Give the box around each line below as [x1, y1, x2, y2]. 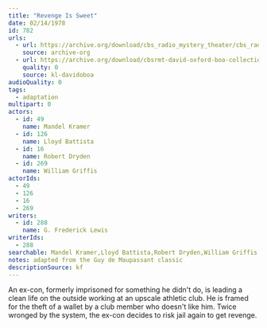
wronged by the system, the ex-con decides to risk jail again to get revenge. [8, 310, 257, 320]
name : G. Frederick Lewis [22, 226, 109, 235]
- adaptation [15, 93, 59, 101]
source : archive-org [22, 49, 91, 57]
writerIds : [8, 234, 44, 242]
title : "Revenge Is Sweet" [8, 11, 98, 20]
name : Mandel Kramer [22, 123, 91, 131]
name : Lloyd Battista [22, 137, 94, 146]
